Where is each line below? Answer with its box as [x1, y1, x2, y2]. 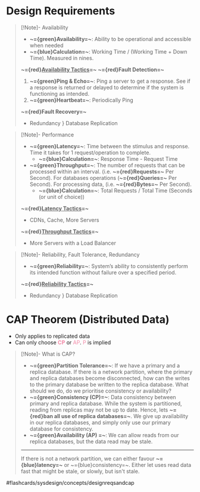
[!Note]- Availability [20, 24, 68, 31]
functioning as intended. [29, 90, 90, 97]
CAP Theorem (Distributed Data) [6, 313, 170, 326]
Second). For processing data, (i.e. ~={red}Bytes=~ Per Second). [29, 180, 192, 188]
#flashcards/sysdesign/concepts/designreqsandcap [6, 479, 135, 486]
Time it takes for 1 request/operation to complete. [29, 149, 151, 156]
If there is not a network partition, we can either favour [20, 454, 155, 462]
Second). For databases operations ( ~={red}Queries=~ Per [29, 174, 177, 181]
